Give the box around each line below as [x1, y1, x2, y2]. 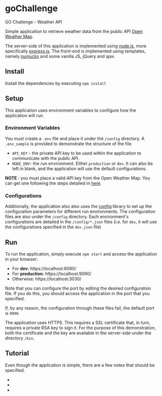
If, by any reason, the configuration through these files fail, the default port [5, 305, 155, 311]
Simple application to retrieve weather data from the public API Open [5, 28, 143, 34]
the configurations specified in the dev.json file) [5, 224, 101, 230]
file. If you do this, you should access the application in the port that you [5, 290, 150, 296]
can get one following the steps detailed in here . [5, 180, 102, 186]
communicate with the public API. [12, 155, 80, 161]
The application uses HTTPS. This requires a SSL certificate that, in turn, [5, 319, 151, 326]
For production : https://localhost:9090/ [12, 271, 91, 276]
